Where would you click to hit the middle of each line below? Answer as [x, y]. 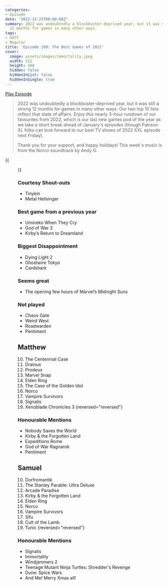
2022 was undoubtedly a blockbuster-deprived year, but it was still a [88, 103]
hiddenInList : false [31, 75]
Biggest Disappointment [48, 246]
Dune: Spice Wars [43, 572]
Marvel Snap [38, 375]
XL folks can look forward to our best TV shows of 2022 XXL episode [89, 130]
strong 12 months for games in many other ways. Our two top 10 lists [88, 108]
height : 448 [22, 65]
